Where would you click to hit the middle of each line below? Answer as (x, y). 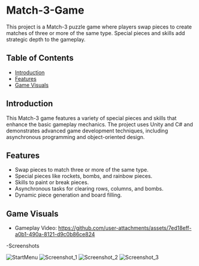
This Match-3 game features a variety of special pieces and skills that (91, 118)
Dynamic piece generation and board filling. (68, 195)
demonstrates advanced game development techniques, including (87, 131)
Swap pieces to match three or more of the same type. (81, 170)
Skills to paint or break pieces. (52, 182)
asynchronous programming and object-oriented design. (75, 137)
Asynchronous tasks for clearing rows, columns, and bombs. (89, 189)
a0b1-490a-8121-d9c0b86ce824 (55, 235)
